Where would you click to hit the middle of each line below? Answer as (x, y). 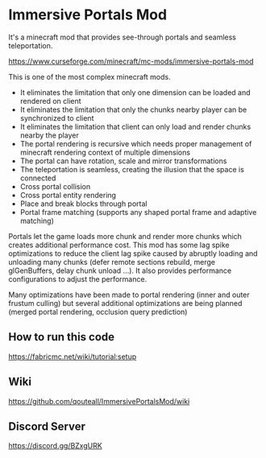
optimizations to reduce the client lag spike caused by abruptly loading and (133, 253)
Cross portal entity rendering (68, 195)
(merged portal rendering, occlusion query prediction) (98, 312)
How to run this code (62, 337)
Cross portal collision (55, 186)
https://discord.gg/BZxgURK (55, 446)
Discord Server (47, 426)
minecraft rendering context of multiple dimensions (105, 152)
